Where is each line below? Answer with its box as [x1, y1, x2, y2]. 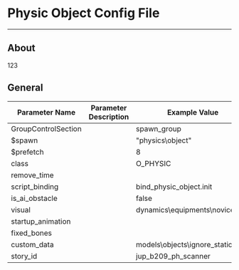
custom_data [11, 239, 55, 249]
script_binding [11, 182, 59, 192]
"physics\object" [136, 135, 192, 145]
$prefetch [11, 147, 44, 157]
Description [88, 112, 129, 122]
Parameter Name [16, 107, 76, 117]
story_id [11, 251, 38, 261]
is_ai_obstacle [11, 193, 58, 203]
